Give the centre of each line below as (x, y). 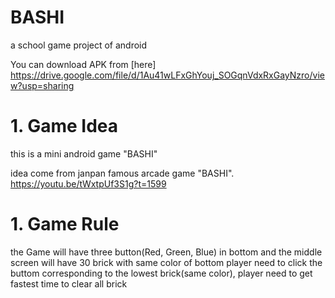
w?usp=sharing (42, 85)
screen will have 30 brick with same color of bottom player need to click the (166, 262)
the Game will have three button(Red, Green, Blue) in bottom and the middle (166, 252)
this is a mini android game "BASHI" (84, 153)
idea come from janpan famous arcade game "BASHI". (122, 173)
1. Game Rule (65, 224)
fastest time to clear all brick (69, 283)
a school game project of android (79, 45)
